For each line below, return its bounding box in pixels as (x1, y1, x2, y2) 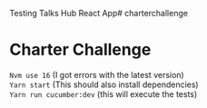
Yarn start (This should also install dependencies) (9, 79, 199, 90)
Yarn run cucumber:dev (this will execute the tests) (9, 88, 198, 99)
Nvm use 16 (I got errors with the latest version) (9, 69, 184, 80)
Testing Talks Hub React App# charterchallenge (9, 8, 189, 18)
